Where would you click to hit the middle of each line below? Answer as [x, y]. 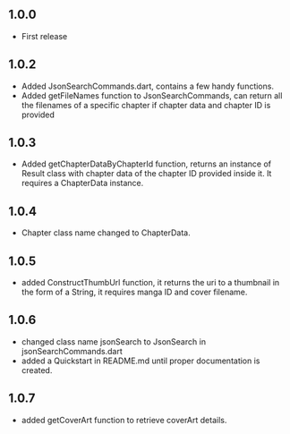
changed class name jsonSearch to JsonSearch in [114, 341]
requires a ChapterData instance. [82, 183]
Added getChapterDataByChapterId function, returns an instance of [146, 164]
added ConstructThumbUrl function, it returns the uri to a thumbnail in [150, 283]
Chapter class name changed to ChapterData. [106, 233]
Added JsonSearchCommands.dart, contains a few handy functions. [148, 86]
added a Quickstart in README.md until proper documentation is [141, 361]
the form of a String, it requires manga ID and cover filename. [134, 292]
